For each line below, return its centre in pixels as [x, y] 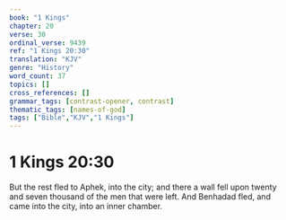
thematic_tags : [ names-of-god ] [68, 110]
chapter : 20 [31, 26]
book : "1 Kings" [39, 18]
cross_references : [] [50, 92]
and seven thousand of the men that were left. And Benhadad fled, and [140, 197]
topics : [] [30, 84]
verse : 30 [28, 34]
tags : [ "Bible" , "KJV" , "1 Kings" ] [72, 118]
